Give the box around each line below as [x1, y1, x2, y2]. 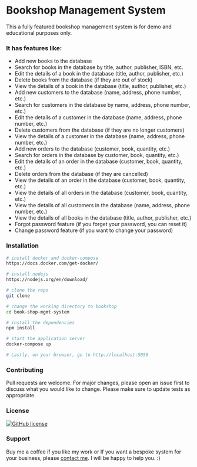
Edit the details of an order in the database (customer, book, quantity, [14, 158, 183, 165]
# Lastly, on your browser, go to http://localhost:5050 [6, 352, 149, 358]
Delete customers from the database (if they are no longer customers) [14, 126, 185, 133]
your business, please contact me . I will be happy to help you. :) [6, 454, 161, 461]
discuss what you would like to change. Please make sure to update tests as [6, 386, 191, 393]
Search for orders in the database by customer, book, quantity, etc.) [14, 152, 179, 159]
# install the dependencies [6, 319, 75, 325]
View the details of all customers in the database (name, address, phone [14, 202, 190, 209]
